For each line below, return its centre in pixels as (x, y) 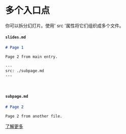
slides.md (16, 37)
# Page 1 (14, 48)
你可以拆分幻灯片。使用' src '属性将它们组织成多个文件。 (65, 26)
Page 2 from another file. (34, 116)
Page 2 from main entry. (31, 57)
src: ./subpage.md (25, 71)
